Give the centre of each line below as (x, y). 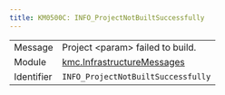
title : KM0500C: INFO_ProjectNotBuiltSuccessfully (107, 18)
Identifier (33, 76)
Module (30, 62)
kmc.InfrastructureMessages (124, 62)
